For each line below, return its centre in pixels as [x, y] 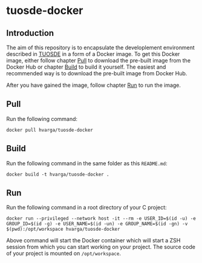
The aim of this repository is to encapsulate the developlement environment [100, 47]
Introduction [30, 33]
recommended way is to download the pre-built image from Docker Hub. [97, 73]
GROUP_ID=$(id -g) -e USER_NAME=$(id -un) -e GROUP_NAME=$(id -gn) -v [97, 224]
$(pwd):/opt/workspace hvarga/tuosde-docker [63, 229]
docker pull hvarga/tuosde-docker [50, 130]
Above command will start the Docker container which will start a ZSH [93, 241]
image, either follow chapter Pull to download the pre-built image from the [99, 60]
